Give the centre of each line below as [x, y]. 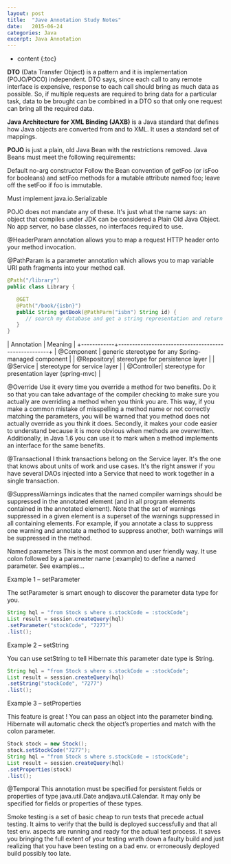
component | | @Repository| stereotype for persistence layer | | [125, 359]
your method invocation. [42, 247]
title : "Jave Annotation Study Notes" [64, 20]
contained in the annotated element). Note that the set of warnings [101, 509]
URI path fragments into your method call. [66, 268]
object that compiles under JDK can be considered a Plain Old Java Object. [114, 219]
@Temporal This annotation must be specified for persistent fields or [104, 789]
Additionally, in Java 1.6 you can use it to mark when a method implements [113, 439]
